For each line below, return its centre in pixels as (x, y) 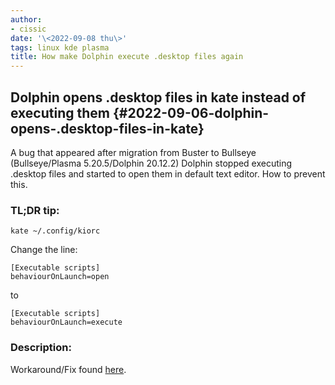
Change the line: (44, 250)
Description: (41, 348)
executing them (60, 112)
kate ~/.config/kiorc (55, 231)
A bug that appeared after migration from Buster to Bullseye (133, 152)
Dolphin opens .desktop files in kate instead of (158, 97)
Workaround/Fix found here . (68, 369)
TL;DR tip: (35, 210)
